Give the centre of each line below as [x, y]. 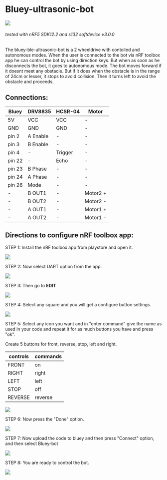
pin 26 [15, 185]
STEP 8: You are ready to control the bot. [47, 462]
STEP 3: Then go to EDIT [31, 285]
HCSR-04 [68, 111]
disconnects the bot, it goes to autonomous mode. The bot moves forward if [83, 66]
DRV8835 [39, 111]
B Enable [38, 144]
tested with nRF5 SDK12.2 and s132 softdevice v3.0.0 [60, 34]
